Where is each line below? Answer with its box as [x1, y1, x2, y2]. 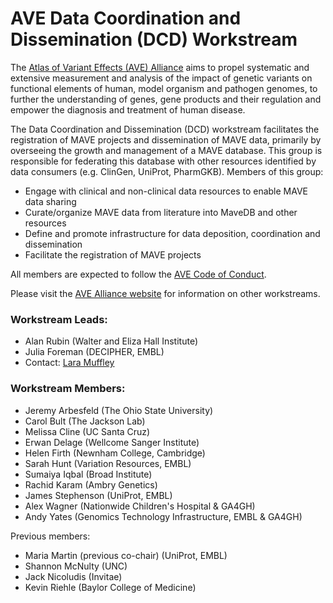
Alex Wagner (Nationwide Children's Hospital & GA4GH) [24, 500, 256, 512]
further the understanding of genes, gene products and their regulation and [10, 93, 322, 105]
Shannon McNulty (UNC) [24, 560, 128, 572]
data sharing [24, 195, 77, 207]
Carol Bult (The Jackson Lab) [24, 415, 146, 427]
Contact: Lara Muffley [24, 357, 115, 369]
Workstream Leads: [10, 312, 108, 326]
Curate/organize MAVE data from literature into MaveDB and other [24, 206, 298, 218]
